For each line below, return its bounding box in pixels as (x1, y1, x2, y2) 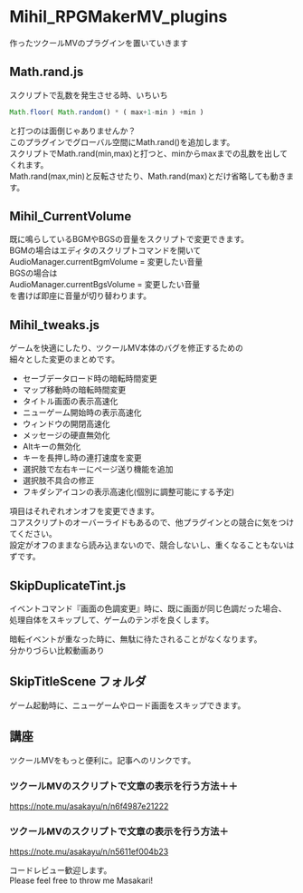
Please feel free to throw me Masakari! (9, 875, 154, 886)
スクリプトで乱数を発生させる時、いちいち (9, 89, 168, 101)
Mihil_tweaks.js (9, 317, 100, 333)
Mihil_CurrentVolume (9, 209, 132, 224)
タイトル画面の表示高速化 (22, 396, 118, 407)
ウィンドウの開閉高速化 (22, 419, 110, 430)
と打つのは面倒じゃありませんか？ (9, 125, 137, 136)
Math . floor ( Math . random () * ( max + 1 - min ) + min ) (9, 107, 204, 117)
